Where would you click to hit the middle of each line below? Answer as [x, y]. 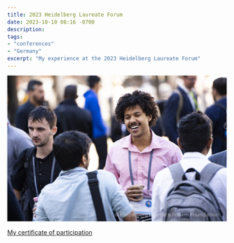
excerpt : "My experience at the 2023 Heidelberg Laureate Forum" [104, 59]
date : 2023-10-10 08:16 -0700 [51, 22]
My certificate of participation [50, 233]
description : [26, 29]
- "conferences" [31, 44]
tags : [15, 37]
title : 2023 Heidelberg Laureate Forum [65, 15]
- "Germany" [24, 51]
